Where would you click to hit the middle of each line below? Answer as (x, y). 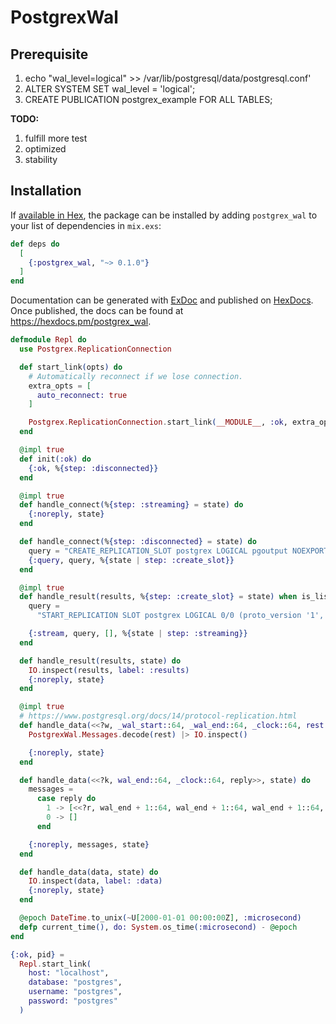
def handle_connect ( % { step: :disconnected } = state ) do (138, 542)
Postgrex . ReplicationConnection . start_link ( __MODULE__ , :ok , (158, 422)
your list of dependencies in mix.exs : (86, 225)
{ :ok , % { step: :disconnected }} (93, 468)
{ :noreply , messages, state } (89, 844)
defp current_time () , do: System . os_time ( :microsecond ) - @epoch (158, 927)
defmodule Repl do (48, 340)
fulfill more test (56, 138)
